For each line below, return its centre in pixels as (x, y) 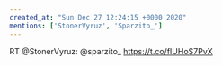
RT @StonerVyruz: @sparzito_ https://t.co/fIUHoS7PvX (111, 51)
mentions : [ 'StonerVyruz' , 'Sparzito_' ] (86, 26)
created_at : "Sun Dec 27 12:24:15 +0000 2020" (98, 17)
